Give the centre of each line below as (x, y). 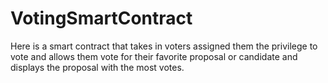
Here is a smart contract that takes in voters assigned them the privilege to (164, 46)
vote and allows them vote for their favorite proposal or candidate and (154, 56)
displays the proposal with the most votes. (97, 67)
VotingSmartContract (101, 18)
